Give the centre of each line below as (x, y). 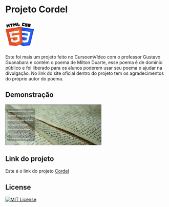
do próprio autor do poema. (34, 78)
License (18, 187)
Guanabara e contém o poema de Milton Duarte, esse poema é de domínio (84, 62)
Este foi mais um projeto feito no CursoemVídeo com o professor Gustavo (83, 57)
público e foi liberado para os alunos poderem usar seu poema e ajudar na (84, 68)
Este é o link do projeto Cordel (37, 171)
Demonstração (29, 95)
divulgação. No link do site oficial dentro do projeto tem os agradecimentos (84, 73)
